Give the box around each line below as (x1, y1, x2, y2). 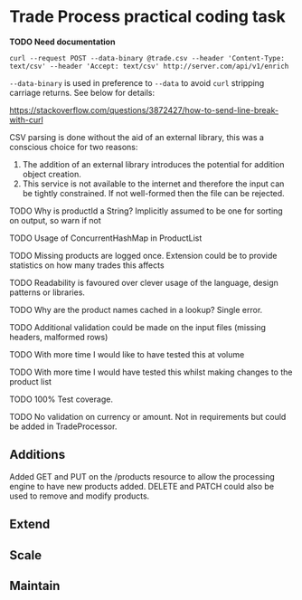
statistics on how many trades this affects (9, 260, 165, 271)
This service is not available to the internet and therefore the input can (22, 178, 285, 189)
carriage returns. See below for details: (9, 87, 156, 98)
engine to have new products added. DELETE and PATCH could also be (9, 481, 274, 491)
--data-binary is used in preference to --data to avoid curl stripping (9, 77, 265, 88)
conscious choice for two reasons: (9, 141, 138, 152)
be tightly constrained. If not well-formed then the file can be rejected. (22, 187, 285, 198)
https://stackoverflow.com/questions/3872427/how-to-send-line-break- (9, 104, 278, 115)
